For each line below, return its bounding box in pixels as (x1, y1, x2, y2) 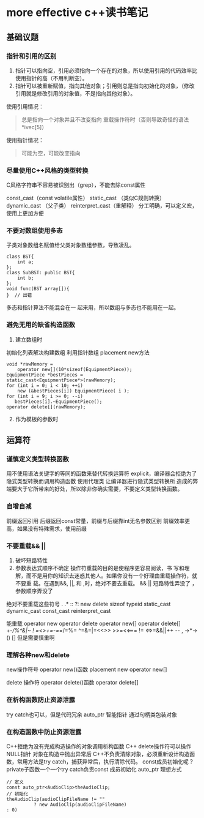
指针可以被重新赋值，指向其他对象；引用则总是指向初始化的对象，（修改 (15, 82, 195, 89)
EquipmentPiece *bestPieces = (6, 372, 84, 378)
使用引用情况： (6, 102, 44, 110)
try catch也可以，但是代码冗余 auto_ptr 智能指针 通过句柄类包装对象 (6, 711, 177, 718)
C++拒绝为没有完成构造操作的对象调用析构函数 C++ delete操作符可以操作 (6, 742, 192, 750)
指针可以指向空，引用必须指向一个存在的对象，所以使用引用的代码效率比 (15, 67, 197, 74)
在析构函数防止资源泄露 (6, 696, 75, 704)
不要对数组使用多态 (6, 227, 63, 235)
